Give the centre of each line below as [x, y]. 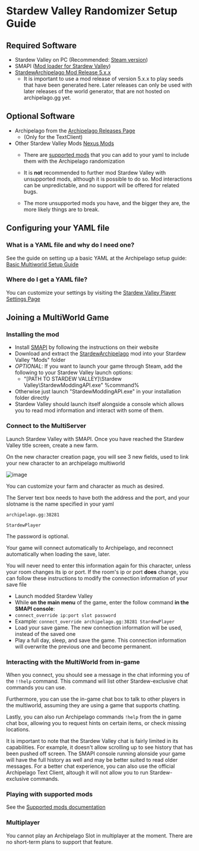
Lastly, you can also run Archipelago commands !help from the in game [94, 717]
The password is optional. [38, 536]
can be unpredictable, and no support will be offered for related [101, 185]
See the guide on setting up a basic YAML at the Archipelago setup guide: [97, 258]
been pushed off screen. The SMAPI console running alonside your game [96, 754]
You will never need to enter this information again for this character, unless [99, 565]
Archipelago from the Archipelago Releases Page [75, 130]
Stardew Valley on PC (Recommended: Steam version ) [81, 60]
